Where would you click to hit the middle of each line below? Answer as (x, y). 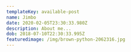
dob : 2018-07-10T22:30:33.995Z (46, 34)
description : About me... (39, 28)
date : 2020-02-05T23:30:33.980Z (47, 23)
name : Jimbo (21, 17)
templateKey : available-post (43, 12)
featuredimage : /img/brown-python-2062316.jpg (66, 39)
